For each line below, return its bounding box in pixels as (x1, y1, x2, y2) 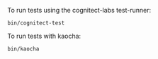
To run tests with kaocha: (7, 32, 81, 40)
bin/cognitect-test (7, 20, 65, 27)
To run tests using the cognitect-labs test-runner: (7, 6, 152, 14)
